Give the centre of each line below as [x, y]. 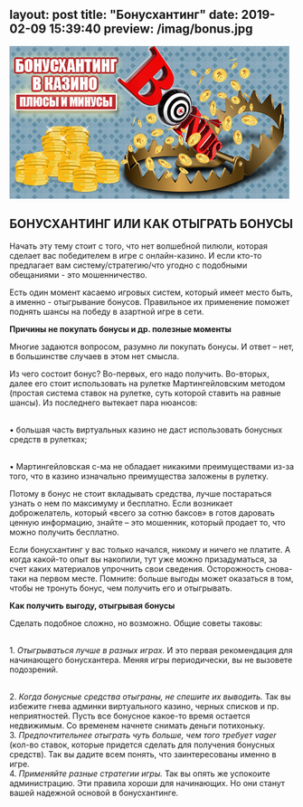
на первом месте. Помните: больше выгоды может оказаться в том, [161, 578]
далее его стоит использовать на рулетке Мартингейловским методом [147, 383]
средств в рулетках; [48, 439]
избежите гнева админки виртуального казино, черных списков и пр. [144, 706]
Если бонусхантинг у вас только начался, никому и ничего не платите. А [150, 549]
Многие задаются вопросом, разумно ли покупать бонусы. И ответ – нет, [151, 347]
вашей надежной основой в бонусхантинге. [94, 793]
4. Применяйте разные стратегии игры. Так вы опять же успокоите [140, 774]
